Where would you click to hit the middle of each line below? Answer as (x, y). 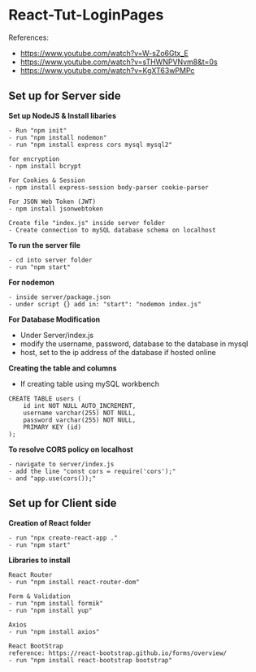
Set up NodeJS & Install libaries (62, 115)
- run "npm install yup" (50, 610)
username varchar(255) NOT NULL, (80, 413)
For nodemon (31, 282)
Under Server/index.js (57, 335)
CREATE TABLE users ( (45, 399)
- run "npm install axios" (54, 631)
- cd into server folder (50, 260)
